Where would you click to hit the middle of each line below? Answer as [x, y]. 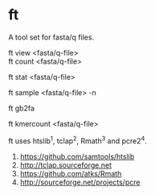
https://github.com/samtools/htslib [77, 156]
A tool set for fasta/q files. [51, 37]
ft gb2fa [21, 108]
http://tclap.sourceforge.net [66, 165]
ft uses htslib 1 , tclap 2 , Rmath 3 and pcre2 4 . [77, 140]
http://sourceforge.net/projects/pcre [80, 182]
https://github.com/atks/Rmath [71, 173]
